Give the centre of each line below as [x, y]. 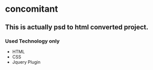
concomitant [32, 9]
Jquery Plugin [26, 62]
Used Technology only [32, 41]
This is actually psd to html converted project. [77, 27]
